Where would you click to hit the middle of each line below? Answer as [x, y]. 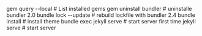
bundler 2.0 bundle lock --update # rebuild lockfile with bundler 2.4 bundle [101, 15]
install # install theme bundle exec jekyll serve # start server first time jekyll [101, 21]
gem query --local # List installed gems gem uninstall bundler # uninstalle [99, 9]
